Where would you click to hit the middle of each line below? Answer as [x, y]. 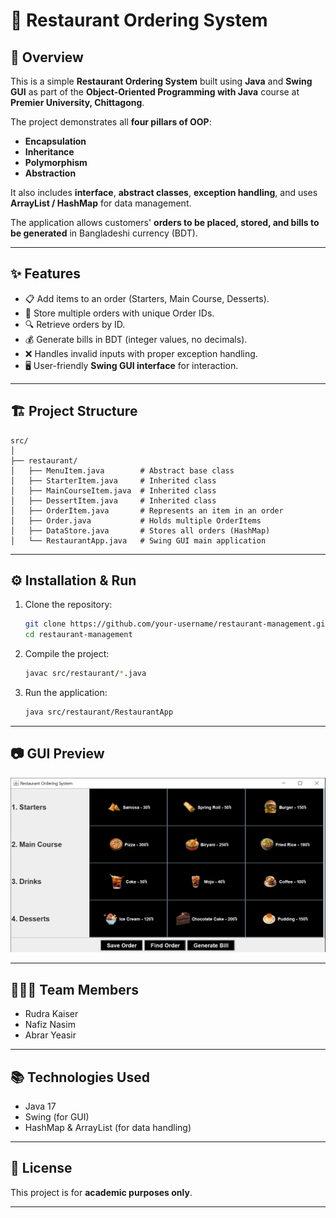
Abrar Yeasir [50, 1035]
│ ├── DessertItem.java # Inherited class [113, 500]
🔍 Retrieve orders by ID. [75, 324]
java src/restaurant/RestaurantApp [99, 712]
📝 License [41, 1168]
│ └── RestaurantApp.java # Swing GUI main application [138, 540]
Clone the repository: [68, 605]
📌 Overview [47, 57]
